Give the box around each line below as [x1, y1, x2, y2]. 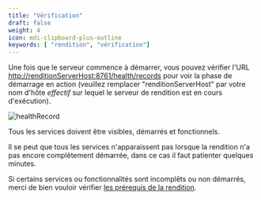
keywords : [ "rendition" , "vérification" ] [8, 41, 150, 49]
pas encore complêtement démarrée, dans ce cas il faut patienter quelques [8, 151, 254, 160]
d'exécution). [8, 96, 51, 106]
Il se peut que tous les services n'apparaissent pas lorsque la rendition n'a [8, 142, 251, 152]
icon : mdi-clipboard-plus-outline [8, 33, 123, 42]
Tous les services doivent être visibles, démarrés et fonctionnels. [8, 127, 220, 137]
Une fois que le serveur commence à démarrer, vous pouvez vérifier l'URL [8, 62, 251, 72]
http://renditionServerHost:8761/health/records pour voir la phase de [8, 71, 233, 81]
